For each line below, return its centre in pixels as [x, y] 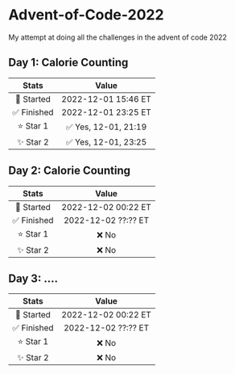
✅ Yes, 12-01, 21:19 [106, 127]
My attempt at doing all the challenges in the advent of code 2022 [118, 37]
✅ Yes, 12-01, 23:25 [106, 141]
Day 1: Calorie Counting [68, 63]
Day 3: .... [33, 278]
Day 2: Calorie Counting [70, 171]
